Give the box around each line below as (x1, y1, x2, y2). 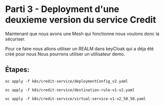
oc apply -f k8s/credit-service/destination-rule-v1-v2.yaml (5, 87, 135, 92)
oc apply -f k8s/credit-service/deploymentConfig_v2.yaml (5, 78, 128, 83)
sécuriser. (5, 36, 26, 42)
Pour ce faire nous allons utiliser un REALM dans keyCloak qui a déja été (5, 45, 154, 51)
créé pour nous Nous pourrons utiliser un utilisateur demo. (5, 51, 126, 57)
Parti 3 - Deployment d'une (5, 3, 120, 15)
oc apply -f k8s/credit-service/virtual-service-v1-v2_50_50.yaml (5, 96, 146, 101)
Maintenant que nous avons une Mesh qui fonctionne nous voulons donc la (5, 30, 160, 36)
